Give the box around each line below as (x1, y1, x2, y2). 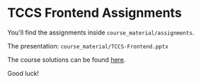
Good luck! (7, 69, 40, 77)
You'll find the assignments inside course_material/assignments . (7, 28, 195, 37)
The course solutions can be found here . (7, 55, 126, 64)
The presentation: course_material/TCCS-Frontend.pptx (7, 41, 168, 50)
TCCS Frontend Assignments (7, 5, 182, 21)
